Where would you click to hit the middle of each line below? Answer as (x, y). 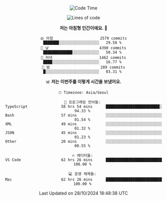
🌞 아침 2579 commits (83, 38)
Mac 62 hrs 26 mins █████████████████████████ (83, 180)
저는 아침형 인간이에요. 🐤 (83, 28)
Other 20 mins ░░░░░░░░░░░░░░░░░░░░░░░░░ (83, 142)
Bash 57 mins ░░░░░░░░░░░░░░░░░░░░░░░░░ (83, 115)
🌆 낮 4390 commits (83, 48)
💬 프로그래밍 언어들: (82, 102)
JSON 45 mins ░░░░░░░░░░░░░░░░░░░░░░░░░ (83, 133)
